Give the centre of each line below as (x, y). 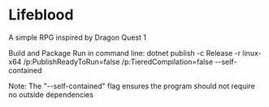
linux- (252, 53)
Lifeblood (41, 15)
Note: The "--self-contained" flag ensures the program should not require (132, 86)
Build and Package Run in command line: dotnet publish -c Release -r (125, 53)
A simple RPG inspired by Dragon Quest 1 (78, 37)
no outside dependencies (51, 94)
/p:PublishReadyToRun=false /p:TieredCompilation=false (118, 62)
